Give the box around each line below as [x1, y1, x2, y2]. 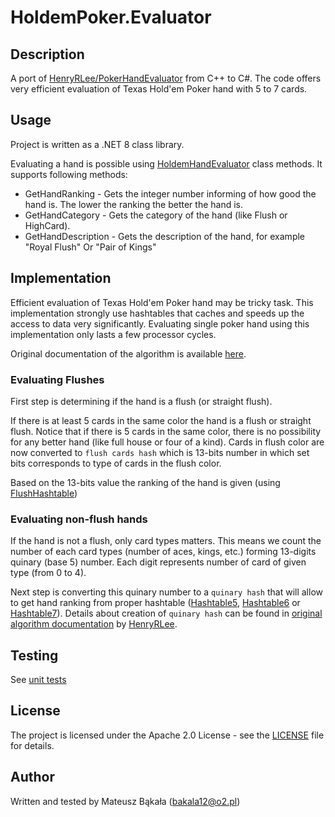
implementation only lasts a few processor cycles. [10, 328, 217, 340]
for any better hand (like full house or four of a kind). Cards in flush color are [10, 436, 325, 448]
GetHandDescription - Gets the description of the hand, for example [24, 230, 306, 242]
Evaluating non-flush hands [10, 512, 148, 526]
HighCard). [24, 219, 71, 231]
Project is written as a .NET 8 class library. [10, 138, 185, 150]
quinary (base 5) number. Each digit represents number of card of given [10, 556, 307, 568]
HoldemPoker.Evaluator [10, 6, 212, 29]
